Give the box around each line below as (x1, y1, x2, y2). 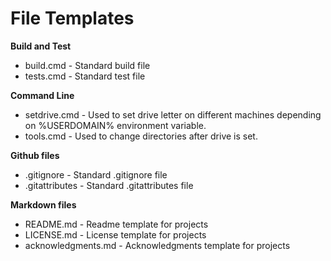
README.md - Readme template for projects (24, 218, 209, 230)
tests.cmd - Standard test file (24, 70, 146, 82)
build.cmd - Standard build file (24, 59, 151, 71)
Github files (10, 149, 60, 161)
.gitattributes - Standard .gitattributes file (24, 179, 194, 191)
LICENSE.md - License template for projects (24, 228, 207, 241)
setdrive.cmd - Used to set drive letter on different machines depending (24, 108, 322, 121)
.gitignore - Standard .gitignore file (24, 168, 168, 181)
